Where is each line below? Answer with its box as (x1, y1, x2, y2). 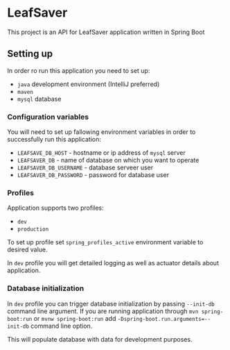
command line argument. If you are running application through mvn (7, 307, 199, 315)
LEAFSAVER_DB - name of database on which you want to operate (17, 156, 200, 165)
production (17, 226, 49, 233)
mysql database (17, 94, 62, 103)
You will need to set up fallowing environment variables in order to (7, 128, 196, 136)
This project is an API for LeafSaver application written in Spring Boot (7, 28, 205, 36)
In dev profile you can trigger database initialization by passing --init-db (7, 299, 215, 308)
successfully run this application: (7, 135, 102, 144)
